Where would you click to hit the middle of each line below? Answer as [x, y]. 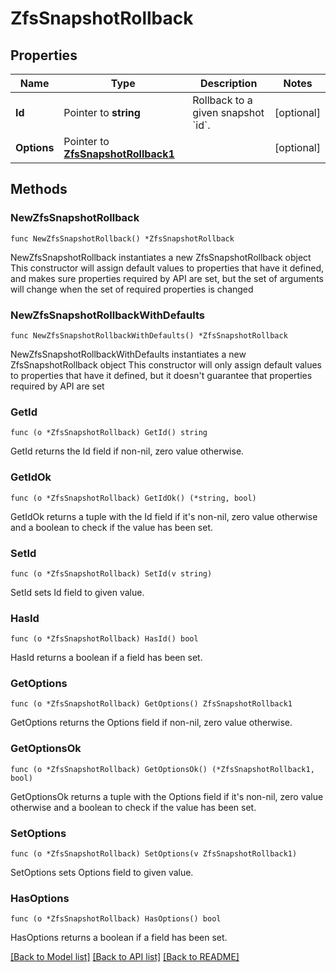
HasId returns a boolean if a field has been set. [106, 658]
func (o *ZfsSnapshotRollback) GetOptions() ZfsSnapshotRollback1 [151, 704]
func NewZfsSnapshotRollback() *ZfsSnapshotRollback [122, 238]
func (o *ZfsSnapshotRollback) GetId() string [109, 433]
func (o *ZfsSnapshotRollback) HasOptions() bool [116, 919]
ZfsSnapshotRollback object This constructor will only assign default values [166, 364]
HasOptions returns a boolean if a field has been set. [119, 938]
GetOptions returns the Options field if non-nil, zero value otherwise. [151, 723]
